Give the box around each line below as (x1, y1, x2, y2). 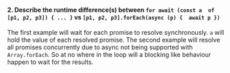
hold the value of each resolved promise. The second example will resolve (7, 35, 221, 44)
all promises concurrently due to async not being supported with (7, 43, 193, 51)
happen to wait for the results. (7, 58, 94, 66)
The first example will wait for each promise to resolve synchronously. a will (7, 29, 224, 37)
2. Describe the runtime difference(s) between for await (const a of (7, 6, 215, 14)
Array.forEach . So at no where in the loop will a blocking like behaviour (7, 51, 211, 59)
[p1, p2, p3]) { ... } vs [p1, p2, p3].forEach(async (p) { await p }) (7, 13, 221, 21)
